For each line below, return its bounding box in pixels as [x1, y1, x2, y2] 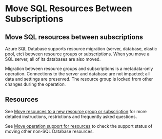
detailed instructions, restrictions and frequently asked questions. [5, 114, 137, 119]
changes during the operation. [5, 81, 66, 87]
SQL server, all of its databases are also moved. [5, 56, 101, 62]
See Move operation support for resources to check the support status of [5, 123, 153, 129]
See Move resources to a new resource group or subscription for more [5, 108, 147, 114]
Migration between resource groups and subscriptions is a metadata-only [5, 66, 153, 71]
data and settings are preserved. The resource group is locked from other [5, 76, 153, 82]
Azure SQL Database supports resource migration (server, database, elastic [5, 46, 157, 51]
